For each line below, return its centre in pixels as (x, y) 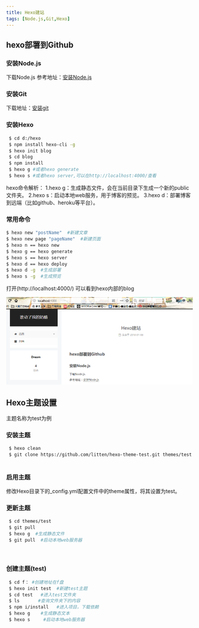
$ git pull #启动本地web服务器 (45, 540)
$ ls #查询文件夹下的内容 (45, 601)
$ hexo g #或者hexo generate (44, 170)
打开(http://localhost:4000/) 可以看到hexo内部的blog (70, 289)
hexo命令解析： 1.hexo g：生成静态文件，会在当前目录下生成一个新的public (98, 188)
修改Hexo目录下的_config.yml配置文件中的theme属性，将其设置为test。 (93, 491)
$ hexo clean (25, 449)
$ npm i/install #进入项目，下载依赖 (54, 607)
